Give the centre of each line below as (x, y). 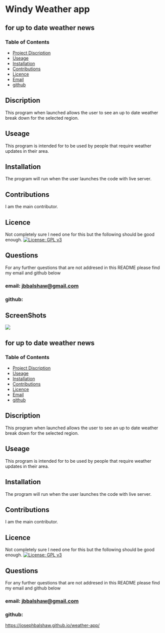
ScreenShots (26, 315)
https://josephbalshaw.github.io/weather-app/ (52, 625)
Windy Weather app (47, 9)
